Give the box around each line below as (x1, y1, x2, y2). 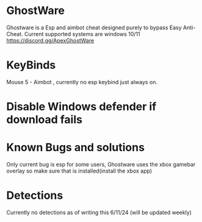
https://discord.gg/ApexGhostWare (6, 37, 95, 44)
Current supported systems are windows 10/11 (24, 30, 140, 37)
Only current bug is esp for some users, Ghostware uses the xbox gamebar (6, 161, 196, 168)
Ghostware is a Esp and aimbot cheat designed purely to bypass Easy (6, 24, 182, 31)
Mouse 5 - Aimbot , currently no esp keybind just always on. (6, 78, 157, 85)
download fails (6, 113, 82, 127)
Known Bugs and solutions (6, 141, 145, 154)
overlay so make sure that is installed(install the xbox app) (6, 167, 153, 174)
